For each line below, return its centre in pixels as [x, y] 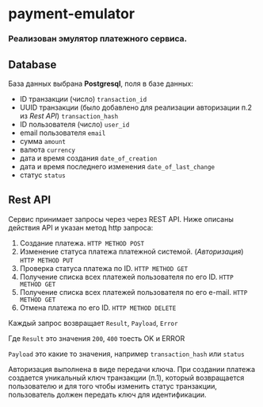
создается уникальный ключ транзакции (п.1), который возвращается [126, 378]
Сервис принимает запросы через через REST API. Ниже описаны [121, 219]
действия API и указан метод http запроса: [81, 227]
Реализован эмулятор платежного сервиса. [98, 39]
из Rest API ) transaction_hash [69, 115]
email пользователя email [63, 133]
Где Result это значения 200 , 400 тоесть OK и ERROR [97, 338]
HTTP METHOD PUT [46, 260]
